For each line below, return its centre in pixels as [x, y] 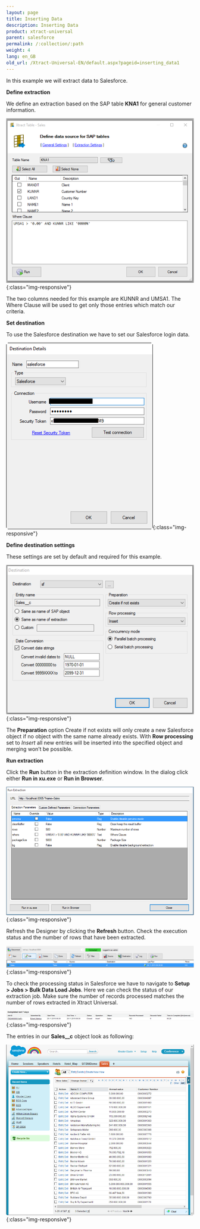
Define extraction [28, 92]
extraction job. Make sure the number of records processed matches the [95, 996]
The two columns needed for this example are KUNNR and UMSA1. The [94, 299]
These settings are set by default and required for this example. [84, 557]
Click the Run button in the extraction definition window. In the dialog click [97, 772]
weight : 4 [18, 51]
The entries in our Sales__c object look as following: [70, 1036]
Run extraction [25, 760]
